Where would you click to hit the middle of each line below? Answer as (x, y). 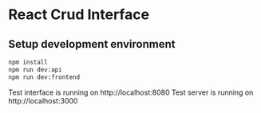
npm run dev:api (35, 69)
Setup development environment (92, 44)
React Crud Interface (79, 15)
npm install (28, 62)
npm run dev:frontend (44, 77)
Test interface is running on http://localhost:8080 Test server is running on (131, 92)
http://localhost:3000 (43, 100)
